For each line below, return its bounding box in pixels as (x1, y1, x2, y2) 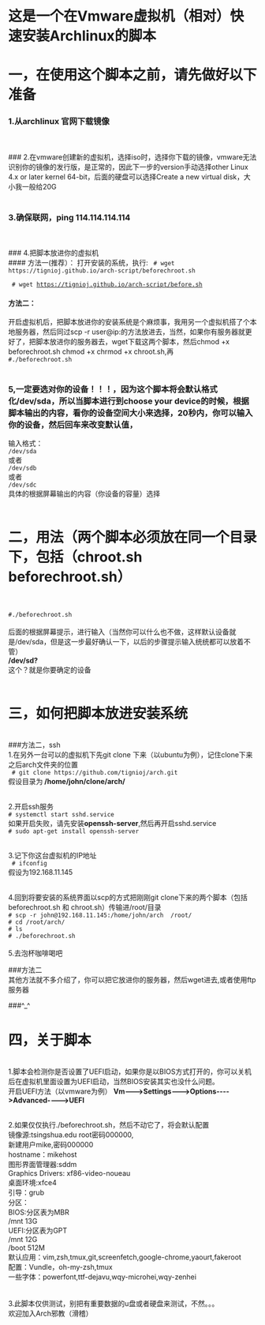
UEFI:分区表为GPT (8, 1226, 68, 1236)
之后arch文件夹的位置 (8, 760, 79, 770)
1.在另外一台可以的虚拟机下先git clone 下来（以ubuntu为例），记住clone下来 (8, 750, 253, 760)
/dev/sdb (8, 464, 37, 472)
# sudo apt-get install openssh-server (8, 828, 140, 835)
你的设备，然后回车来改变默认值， (8, 419, 138, 430)
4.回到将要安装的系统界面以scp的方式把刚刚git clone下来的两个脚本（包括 (8, 893, 248, 903)
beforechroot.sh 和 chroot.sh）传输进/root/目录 (8, 903, 162, 912)
